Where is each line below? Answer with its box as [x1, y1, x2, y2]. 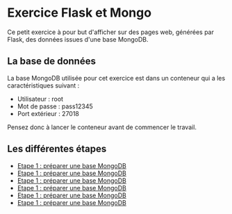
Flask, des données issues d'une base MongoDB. [7, 35, 149, 43]
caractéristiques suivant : [7, 81, 80, 90]
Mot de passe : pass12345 [17, 102, 94, 110]
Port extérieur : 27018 [17, 109, 80, 117]
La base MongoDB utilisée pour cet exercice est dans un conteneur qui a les [7, 74, 226, 82]
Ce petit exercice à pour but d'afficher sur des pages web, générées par [7, 28, 214, 36]
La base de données [7, 56, 96, 67]
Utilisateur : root [17, 94, 64, 103]
